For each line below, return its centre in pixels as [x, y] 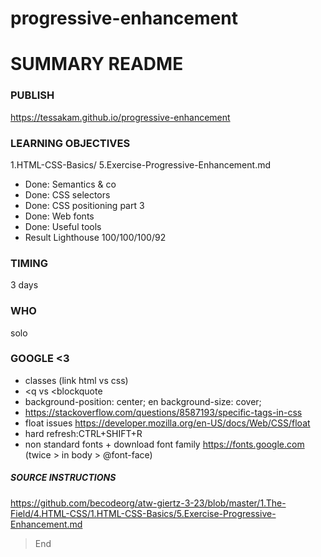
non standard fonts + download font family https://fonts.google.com [164, 444]
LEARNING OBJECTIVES [70, 143]
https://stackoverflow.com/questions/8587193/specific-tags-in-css [163, 412]
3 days [24, 285]
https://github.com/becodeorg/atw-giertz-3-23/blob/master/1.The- [148, 503]
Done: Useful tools [63, 226]
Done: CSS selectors [67, 194]
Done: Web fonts [59, 216]
